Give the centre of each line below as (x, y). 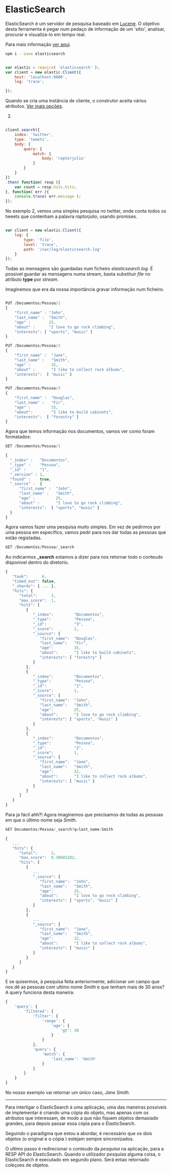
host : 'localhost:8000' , (41, 77)
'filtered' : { (39, 1011)
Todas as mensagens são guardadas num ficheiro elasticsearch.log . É (79, 269)
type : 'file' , (39, 240)
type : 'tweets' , (32, 139)
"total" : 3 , (37, 595)
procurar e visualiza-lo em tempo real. (46, 34)
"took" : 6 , (29, 577)
